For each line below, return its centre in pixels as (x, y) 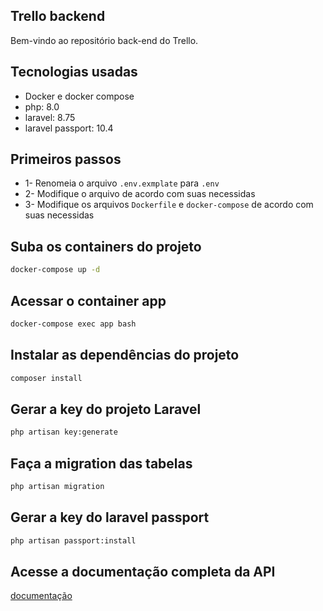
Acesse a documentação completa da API (143, 571)
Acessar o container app (88, 300)
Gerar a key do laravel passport (110, 517)
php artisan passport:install (73, 540)
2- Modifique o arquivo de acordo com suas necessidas (140, 194)
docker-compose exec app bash (73, 324)
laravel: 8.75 (50, 117)
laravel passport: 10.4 (69, 128)
